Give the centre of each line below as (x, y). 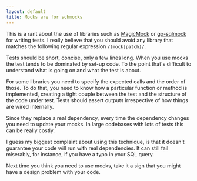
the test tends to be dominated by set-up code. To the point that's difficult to (99, 64)
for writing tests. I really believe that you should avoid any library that (90, 40)
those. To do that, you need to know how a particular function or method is (97, 88)
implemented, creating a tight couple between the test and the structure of (96, 94)
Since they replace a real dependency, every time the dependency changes (98, 118)
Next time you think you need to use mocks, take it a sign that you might (94, 166)
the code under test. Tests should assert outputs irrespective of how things (97, 100)
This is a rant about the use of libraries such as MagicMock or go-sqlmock (96, 33)
